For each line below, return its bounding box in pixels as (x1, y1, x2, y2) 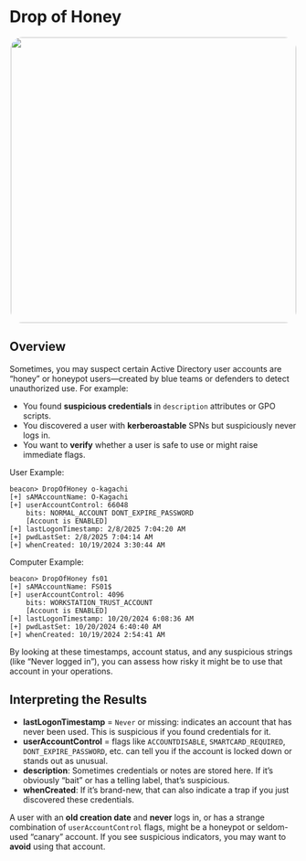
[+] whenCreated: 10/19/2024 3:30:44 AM (9, 540, 166, 549)
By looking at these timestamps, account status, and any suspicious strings (9, 646, 293, 657)
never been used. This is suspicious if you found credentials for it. (22, 726, 271, 737)
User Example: (9, 466, 65, 477)
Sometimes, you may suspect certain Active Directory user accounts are (9, 363, 282, 374)
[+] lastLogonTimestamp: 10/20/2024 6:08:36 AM (9, 614, 195, 623)
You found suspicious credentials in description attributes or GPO (22, 400, 276, 411)
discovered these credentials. (22, 793, 135, 805)
